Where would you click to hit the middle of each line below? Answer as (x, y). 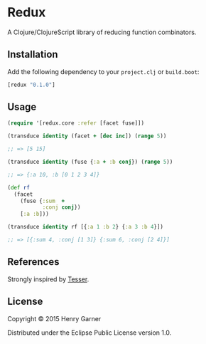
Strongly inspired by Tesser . (48, 279)
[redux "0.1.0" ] (31, 85)
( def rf (19, 187)
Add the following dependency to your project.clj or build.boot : (103, 71)
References (33, 262)
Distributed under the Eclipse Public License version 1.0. (90, 333)
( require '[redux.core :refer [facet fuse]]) (76, 123)
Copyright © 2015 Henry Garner (54, 318)
